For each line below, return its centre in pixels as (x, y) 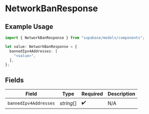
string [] (68, 103)
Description (121, 94)
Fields (15, 80)
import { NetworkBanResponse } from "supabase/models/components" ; (75, 38)
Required (92, 94)
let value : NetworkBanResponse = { (41, 46)
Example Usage (29, 27)
